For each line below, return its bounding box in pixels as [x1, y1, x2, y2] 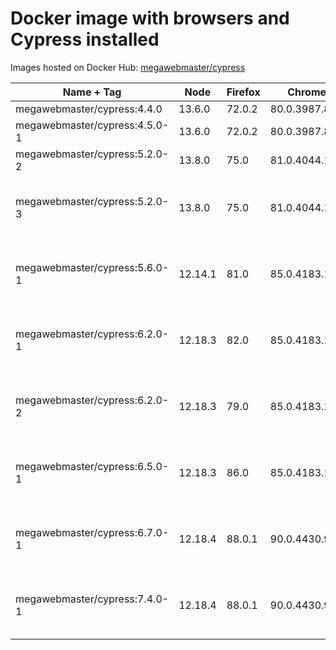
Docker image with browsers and [10, 7, 290, 30]
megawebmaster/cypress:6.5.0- [15, 459, 170, 473]
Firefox [226, 85, 261, 99]
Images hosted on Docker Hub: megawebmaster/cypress [10, 61, 246, 73]
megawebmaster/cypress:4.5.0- [15, 118, 170, 132]
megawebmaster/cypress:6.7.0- [15, 525, 170, 539]
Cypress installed [10, 28, 160, 51]
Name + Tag [62, 85, 122, 99]
